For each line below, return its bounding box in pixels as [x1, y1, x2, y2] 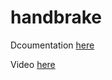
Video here [10, 58, 56, 70]
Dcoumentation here [10, 39, 95, 51]
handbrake [10, 6, 102, 29]
